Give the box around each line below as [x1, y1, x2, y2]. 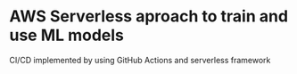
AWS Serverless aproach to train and [9, 6, 288, 27]
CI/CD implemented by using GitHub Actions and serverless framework [9, 54, 271, 65]
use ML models [9, 25, 125, 45]
